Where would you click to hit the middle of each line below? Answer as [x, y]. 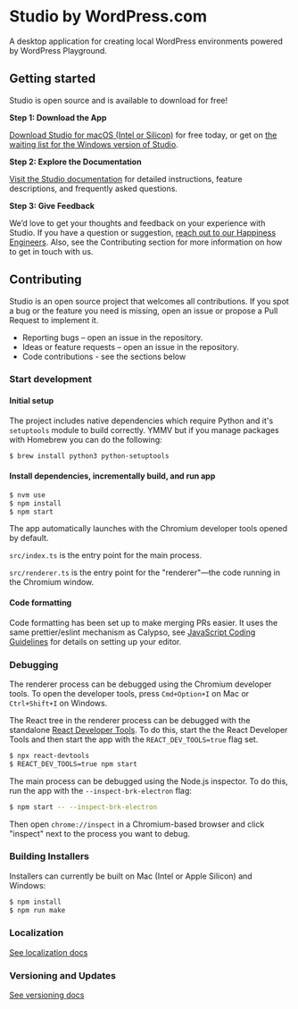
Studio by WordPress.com [108, 17]
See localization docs [49, 952]
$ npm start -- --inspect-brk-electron [83, 807]
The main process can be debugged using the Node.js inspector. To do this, [149, 781]
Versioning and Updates [62, 975]
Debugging [34, 664]
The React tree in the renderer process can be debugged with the [130, 720]
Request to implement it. [54, 320]
